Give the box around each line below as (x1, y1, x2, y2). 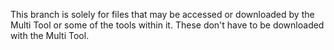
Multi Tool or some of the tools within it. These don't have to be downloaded (10, 19, 325, 31)
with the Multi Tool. (10, 30, 90, 41)
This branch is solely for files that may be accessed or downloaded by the (10, 9, 315, 20)
